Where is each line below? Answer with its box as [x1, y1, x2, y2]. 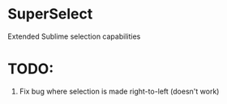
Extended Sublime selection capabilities [7, 31, 141, 41]
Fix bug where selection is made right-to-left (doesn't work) [19, 86, 220, 96]
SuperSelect [7, 5, 93, 23]
